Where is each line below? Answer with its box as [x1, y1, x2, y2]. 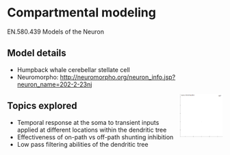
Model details [7, 47, 66, 59]
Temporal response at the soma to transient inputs [16, 118, 159, 126]
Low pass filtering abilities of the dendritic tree [16, 140, 149, 148]
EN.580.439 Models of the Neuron [7, 27, 105, 36]
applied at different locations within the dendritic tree [16, 126, 167, 134]
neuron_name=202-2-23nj [16, 80, 92, 88]
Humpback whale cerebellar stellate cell [16, 65, 130, 73]
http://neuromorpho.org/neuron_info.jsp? [60, 73, 176, 81]
